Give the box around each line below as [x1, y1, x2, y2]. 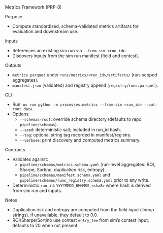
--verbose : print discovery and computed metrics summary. [19, 137, 141, 143]
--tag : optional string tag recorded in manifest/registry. [19, 132, 131, 137]
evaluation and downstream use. [12, 29, 79, 34]
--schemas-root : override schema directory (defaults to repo [19, 116, 142, 122]
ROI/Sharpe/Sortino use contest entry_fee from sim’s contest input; [12, 217, 149, 223]
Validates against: [12, 156, 48, 162]
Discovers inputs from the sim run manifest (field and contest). [12, 53, 139, 59]
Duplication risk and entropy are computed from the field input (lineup [12, 207, 154, 212]
